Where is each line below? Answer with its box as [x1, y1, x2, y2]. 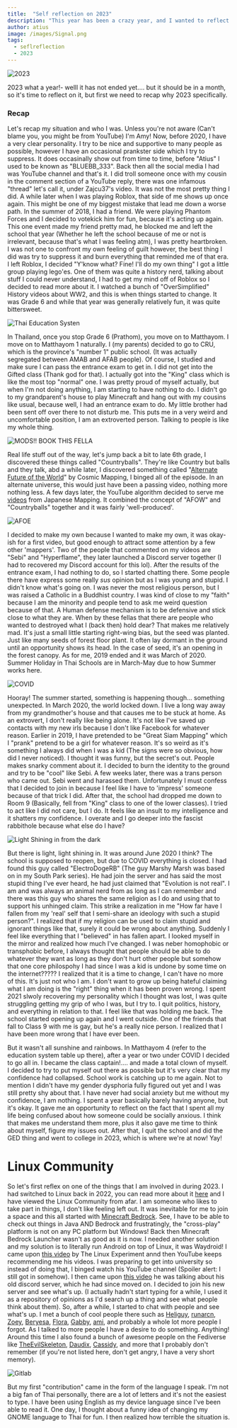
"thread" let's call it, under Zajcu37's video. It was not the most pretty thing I [7, 185, 230, 193]
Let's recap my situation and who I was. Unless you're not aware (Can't [7, 125, 216, 133]
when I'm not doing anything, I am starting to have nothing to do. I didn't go [7, 386, 227, 394]
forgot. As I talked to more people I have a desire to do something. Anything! [7, 1325, 230, 1334]
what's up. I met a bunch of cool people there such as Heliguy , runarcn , [7, 1310, 216, 1319]
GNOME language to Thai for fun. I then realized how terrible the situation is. [7, 1413, 230, 1422]
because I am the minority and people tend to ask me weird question [7, 598, 207, 607]
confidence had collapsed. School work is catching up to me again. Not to [7, 1074, 223, 1082]
